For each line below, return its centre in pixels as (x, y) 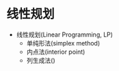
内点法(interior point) (56, 52)
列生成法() (41, 60)
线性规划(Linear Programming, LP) (65, 34)
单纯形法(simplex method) (63, 43)
